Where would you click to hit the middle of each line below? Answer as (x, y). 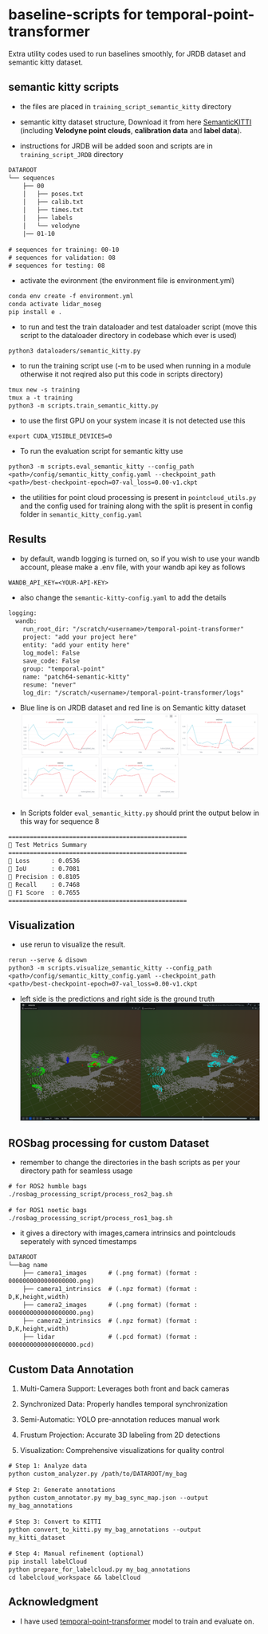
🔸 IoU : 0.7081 (44, 869)
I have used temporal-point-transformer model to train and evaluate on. (137, 1621)
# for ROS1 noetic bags (48, 1211)
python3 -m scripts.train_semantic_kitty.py (83, 406)
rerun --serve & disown (48, 960)
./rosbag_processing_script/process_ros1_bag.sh (91, 1219)
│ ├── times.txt (53, 210)
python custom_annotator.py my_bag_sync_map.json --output (108, 1498)
